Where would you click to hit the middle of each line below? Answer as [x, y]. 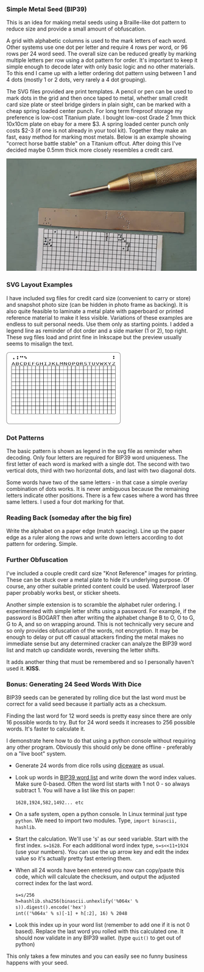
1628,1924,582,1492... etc [49, 803]
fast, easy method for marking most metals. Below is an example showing [99, 137]
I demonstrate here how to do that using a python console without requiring [101, 740]
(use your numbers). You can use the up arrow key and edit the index [102, 852]
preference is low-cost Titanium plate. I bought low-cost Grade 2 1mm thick [101, 117]
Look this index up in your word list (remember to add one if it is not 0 [102, 924]
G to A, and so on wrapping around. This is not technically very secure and [100, 624]
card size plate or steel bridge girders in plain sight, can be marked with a [98, 105]
